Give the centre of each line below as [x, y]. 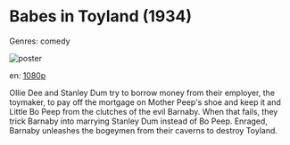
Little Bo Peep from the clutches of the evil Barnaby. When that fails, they [144, 111]
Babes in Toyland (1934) [101, 16]
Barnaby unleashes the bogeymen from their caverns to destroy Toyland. [144, 130]
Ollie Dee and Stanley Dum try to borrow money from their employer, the [142, 93]
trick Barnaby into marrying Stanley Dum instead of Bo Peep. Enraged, [138, 121]
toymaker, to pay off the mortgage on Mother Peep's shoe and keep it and [145, 102]
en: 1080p [28, 75]
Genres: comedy [40, 41]
